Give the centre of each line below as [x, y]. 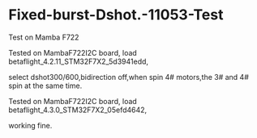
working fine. [30, 125]
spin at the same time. [45, 86]
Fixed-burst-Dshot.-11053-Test [116, 15]
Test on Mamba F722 [44, 37]
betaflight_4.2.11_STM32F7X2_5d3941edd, [78, 61]
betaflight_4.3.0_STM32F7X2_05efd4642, [78, 110]
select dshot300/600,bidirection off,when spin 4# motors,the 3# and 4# [129, 77]
